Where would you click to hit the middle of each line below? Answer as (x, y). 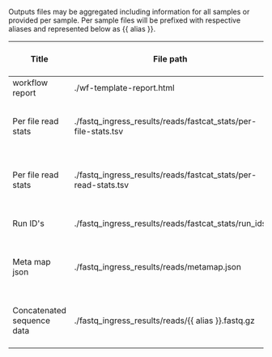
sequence (32, 321)
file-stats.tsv (99, 131)
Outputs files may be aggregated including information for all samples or (129, 12)
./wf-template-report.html (125, 88)
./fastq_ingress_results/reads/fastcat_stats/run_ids (170, 223)
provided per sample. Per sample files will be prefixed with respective (125, 20)
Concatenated (40, 310)
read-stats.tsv (102, 185)
